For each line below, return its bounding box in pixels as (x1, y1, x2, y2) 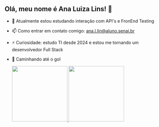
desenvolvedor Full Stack (11, 46, 64, 52)
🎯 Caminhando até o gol (11, 56, 61, 62)
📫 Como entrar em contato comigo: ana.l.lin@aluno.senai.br (11, 28, 135, 33)
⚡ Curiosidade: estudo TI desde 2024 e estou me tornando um (11, 39, 139, 45)
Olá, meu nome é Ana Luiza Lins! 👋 (4, 5, 113, 13)
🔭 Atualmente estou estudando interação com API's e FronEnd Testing (11, 18, 155, 24)
